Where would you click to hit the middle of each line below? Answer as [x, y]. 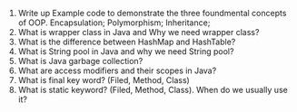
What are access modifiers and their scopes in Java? [117, 70]
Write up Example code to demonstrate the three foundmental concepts [152, 13]
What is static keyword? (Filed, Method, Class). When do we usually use [153, 90]
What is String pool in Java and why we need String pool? [126, 51]
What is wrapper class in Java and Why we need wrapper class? [139, 32]
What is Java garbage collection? [80, 61]
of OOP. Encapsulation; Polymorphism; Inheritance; [114, 23]
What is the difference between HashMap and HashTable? [127, 42]
